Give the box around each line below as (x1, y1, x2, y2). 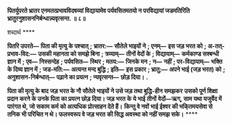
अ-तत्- (207, 42, 225, 50)
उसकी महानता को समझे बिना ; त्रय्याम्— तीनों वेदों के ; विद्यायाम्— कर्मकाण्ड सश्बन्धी (37, 50, 220, 58)
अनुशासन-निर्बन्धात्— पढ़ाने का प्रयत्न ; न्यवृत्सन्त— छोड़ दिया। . (7, 73, 149, 81)
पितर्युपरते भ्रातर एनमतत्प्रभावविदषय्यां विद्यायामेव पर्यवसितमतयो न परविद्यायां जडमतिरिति (7, 7, 190, 15)
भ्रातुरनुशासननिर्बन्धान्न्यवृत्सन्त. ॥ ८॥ (7, 15, 86, 22)
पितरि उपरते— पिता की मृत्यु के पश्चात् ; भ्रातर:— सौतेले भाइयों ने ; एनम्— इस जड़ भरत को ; (7, 42, 206, 50)
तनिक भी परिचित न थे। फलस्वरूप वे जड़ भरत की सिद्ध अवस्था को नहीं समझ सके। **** (7, 110, 198, 118)
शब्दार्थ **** (7, 28, 35, 36)
